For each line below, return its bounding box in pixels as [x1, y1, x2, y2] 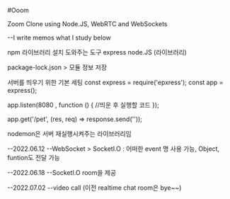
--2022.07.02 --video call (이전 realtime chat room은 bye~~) [7, 183, 182, 192]
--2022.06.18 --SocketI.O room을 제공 [7, 169, 117, 176]
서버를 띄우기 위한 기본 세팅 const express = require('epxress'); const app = [7, 78, 224, 86]
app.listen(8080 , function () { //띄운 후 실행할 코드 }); [7, 101, 159, 109]
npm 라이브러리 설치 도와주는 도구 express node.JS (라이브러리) [7, 48, 188, 56]
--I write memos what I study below [7, 33, 112, 42]
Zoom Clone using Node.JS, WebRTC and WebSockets [7, 20, 168, 28]
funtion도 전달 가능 [7, 154, 60, 161]
